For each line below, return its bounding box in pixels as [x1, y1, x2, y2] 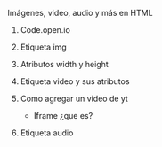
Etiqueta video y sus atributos [20, 76, 130, 87]
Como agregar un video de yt [20, 93, 129, 104]
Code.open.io [20, 25, 71, 35]
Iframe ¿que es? [33, 111, 93, 120]
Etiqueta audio [20, 128, 74, 138]
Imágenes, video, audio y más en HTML [7, 8, 153, 18]
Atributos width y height [20, 59, 109, 69]
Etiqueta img [20, 42, 67, 52]
